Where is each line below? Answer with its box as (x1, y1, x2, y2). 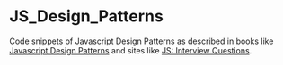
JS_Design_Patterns (9, 6, 164, 27)
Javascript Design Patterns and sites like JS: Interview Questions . (9, 45, 252, 55)
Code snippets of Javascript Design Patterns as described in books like (9, 36, 274, 46)
